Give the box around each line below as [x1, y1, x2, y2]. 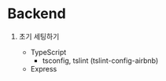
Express [30, 64, 57, 73]
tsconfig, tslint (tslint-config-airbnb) [42, 56, 159, 65]
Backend [7, 5, 66, 23]
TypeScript [30, 47, 67, 57]
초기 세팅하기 [18, 31, 60, 41]
